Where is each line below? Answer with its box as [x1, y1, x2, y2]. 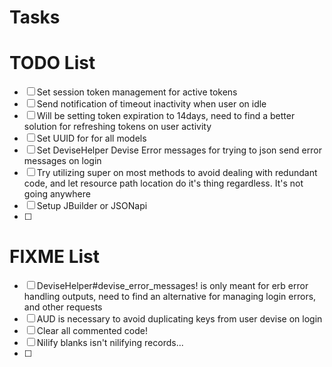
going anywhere [23, 188, 91, 200]
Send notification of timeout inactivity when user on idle [36, 98, 267, 110]
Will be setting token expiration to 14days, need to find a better [36, 110, 296, 122]
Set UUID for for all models [36, 132, 147, 145]
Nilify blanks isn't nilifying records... [36, 337, 184, 349]
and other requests [23, 301, 103, 313]
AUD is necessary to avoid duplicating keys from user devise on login [36, 313, 323, 325]
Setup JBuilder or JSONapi [36, 200, 148, 212]
